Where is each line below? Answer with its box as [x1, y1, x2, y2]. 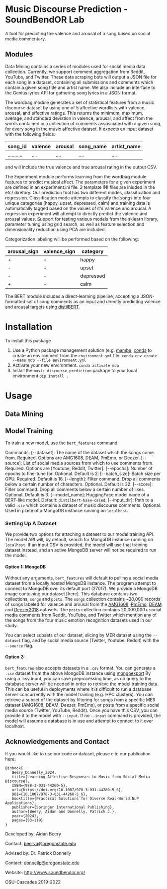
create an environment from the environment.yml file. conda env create [12, 352, 158, 358]
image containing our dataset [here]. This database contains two [5, 590, 138, 597]
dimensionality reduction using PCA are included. [5, 226, 106, 232]
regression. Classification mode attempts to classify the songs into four [5, 195, 151, 201]
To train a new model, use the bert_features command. [5, 440, 119, 446]
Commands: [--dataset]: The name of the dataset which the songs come [5, 450, 154, 456]
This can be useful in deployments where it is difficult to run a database [5, 686, 152, 692]
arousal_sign [7, 247, 39, 254]
